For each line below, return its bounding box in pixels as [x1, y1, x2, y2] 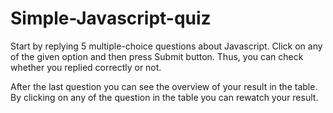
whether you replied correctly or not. [10, 61, 162, 73]
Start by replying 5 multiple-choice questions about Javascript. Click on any [10, 40, 323, 52]
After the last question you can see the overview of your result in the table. [10, 80, 318, 92]
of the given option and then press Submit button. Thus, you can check [10, 50, 304, 62]
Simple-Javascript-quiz [10, 7, 212, 30]
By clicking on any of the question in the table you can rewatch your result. [10, 91, 319, 103]
